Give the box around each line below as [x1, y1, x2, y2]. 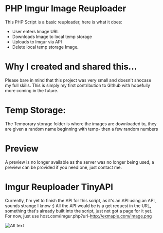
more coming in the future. [5, 87, 58, 93]
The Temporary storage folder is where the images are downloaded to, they [5, 120, 157, 127]
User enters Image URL [12, 28, 59, 34]
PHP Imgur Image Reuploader [5, 3, 127, 14]
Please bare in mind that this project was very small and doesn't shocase [5, 77, 152, 83]
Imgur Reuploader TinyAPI [5, 181, 113, 193]
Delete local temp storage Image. [12, 44, 79, 50]
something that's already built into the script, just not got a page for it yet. [5, 208, 152, 214]
